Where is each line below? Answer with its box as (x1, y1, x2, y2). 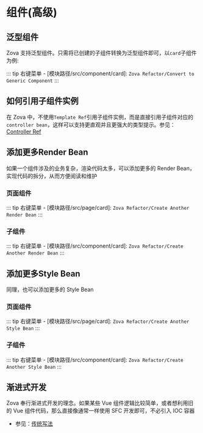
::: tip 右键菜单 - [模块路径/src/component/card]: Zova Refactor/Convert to (6, 70, 194, 77)
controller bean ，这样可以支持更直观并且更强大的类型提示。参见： (6, 120, 176, 128)
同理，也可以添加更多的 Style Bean (6, 286, 94, 294)
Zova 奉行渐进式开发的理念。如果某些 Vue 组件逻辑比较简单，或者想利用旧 (6, 399, 194, 407)
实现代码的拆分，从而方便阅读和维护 (6, 172, 98, 179)
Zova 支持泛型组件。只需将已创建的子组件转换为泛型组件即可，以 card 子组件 (6, 50, 197, 56)
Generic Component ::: (6, 77, 59, 84)
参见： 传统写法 (15, 420, 53, 427)
